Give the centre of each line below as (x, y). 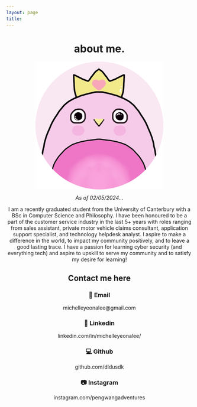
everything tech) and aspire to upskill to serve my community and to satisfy (99, 253)
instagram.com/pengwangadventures (99, 398)
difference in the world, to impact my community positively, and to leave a (99, 241)
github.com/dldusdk (99, 367)
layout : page (22, 12)
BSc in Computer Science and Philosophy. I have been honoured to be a (99, 216)
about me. (99, 49)
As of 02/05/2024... (99, 198)
